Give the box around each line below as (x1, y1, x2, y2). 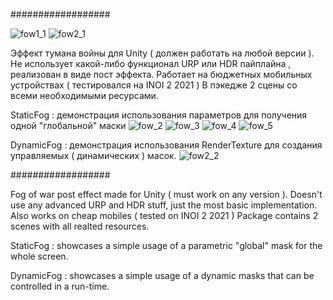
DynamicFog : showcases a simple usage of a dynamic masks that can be (10, 270, 315, 281)
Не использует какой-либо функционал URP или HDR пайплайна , (10, 58, 292, 69)
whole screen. (10, 250, 69, 262)
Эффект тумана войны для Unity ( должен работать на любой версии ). (10, 47, 315, 59)
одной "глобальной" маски (10, 120, 127, 131)
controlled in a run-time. (10, 280, 110, 292)
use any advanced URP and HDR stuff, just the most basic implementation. (10, 199, 318, 211)
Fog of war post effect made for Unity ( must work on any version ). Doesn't (10, 189, 323, 200)
